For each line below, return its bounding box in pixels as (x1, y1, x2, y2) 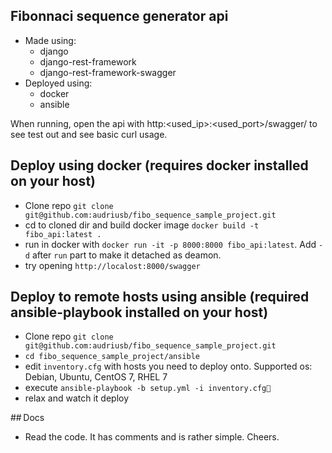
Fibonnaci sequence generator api (10, 8, 229, 25)
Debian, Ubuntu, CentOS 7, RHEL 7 (24, 371, 168, 383)
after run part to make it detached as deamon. (31, 249, 222, 261)
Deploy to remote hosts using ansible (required (10, 289, 310, 306)
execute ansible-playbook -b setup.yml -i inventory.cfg (24, 382, 272, 394)
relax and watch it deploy (24, 392, 130, 404)
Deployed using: (24, 77, 93, 89)
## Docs (10, 412, 45, 424)
